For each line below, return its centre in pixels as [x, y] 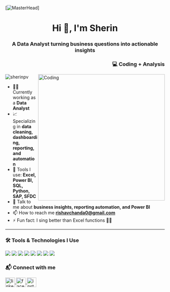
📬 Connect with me [30, 267]
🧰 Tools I [22, 170]
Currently [23, 92]
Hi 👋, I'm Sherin [85, 28]
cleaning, [23, 132]
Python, [21, 191]
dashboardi [25, 137]
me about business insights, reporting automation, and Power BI [81, 207]
